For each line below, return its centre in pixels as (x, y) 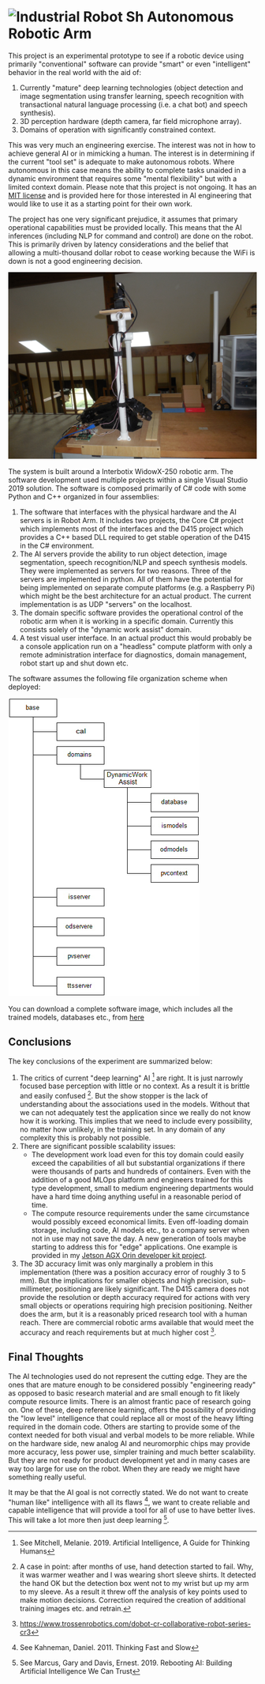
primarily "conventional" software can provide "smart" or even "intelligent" (129, 64)
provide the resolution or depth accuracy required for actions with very (135, 1298)
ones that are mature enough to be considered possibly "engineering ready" (132, 1384)
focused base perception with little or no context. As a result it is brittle (134, 1086)
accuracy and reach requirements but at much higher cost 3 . (118, 1332)
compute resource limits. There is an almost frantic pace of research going (129, 1401)
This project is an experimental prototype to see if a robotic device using (126, 55)
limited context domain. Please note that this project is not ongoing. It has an (132, 186)
